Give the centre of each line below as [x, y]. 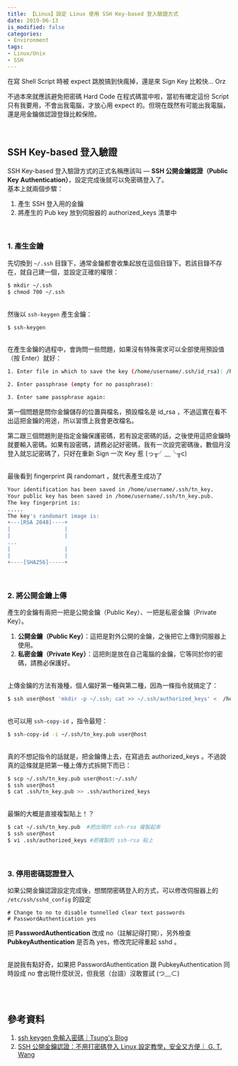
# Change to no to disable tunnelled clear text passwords [96, 913]
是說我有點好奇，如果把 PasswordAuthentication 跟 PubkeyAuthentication [115, 965]
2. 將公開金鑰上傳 [37, 595]
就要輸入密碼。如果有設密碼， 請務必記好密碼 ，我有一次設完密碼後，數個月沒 [119, 445]
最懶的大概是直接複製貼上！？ [51, 814]
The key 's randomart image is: [53, 516]
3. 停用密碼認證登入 [41, 874]
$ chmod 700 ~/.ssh [36, 292]
